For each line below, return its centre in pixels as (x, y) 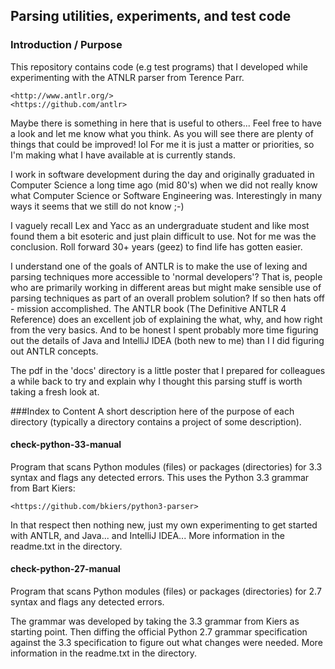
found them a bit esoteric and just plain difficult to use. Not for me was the (163, 236)
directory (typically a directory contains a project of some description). (156, 421)
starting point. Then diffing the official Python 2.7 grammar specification (159, 632)
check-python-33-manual (66, 445)
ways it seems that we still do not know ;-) (97, 206)
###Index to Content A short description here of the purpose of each (152, 411)
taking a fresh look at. (55, 391)
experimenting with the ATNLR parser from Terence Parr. (127, 77)
